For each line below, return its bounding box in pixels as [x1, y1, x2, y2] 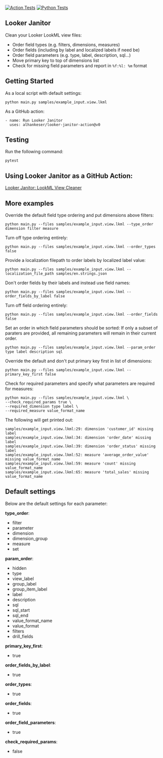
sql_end [12, 612, 29, 618]
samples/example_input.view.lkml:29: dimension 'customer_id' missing [5, 426, 154, 432]
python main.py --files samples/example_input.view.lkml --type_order [5, 222, 154, 227]
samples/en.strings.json [56, 271, 107, 276]
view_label [12, 576, 34, 582]
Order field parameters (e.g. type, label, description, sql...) [12, 52, 131, 58]
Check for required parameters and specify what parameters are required [5, 380, 155, 386]
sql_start [12, 607, 30, 613]
